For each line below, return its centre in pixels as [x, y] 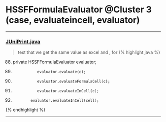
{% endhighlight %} [26, 110]
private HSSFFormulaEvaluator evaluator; [54, 62]
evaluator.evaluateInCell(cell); [65, 101]
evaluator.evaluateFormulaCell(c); [74, 81]
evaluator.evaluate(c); [62, 72]
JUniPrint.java [23, 41]
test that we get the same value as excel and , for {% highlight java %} [89, 52]
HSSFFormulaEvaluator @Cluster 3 [79, 10]
